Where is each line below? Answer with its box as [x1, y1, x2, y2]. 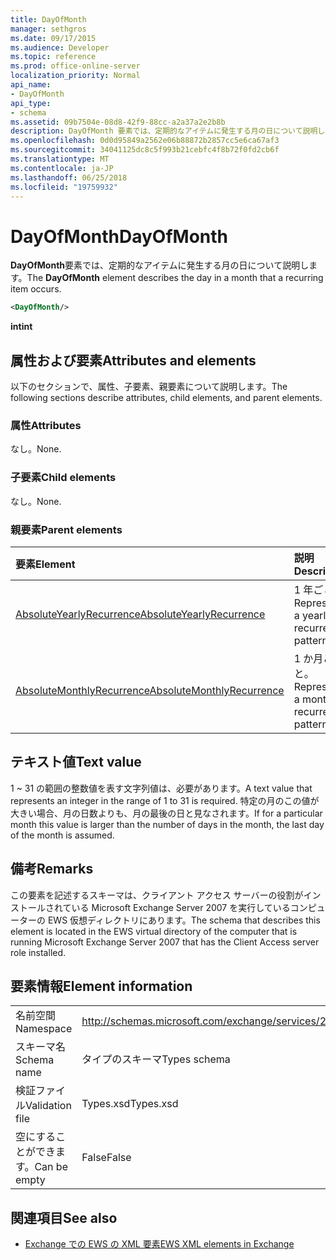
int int [10, 321, 33, 333]
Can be [34, 1160, 68, 1174]
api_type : [10, 98, 52, 108]
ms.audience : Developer [10, 42, 110, 53]
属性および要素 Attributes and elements [10, 352, 257, 369]
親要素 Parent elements [10, 522, 123, 536]
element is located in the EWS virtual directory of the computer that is [10, 925, 298, 937]
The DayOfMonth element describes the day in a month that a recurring [26, 272, 324, 284]
